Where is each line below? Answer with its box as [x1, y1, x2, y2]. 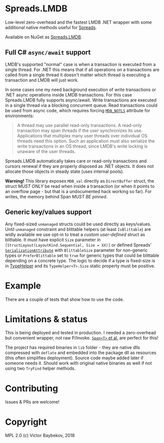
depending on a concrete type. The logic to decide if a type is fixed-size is [5, 257, 156, 263]
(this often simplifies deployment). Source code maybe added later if [5, 355, 143, 361]
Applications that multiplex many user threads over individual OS [17, 132, 148, 138]
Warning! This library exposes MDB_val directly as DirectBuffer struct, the [5, 178, 154, 184]
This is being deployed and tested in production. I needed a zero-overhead [5, 330, 156, 336]
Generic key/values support [5, 208, 92, 217]
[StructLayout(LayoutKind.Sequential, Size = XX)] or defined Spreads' [5, 242, 152, 248]
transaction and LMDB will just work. [5, 77, 79, 83]
